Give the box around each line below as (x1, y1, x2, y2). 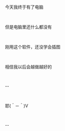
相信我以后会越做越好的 (5, 64, 52, 70)
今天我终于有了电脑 (5, 4, 44, 10)
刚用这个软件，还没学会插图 (5, 44, 61, 50)
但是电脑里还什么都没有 (5, 24, 52, 30)
